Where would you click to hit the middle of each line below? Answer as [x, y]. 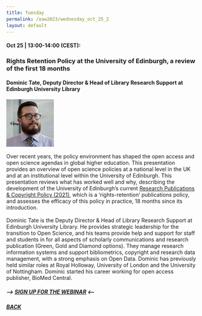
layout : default [27, 25]
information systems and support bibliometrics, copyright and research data [101, 252]
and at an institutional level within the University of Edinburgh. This [89, 176]
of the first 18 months [38, 68]
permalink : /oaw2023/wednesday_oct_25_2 [58, 19]
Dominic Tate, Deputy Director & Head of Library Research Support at [95, 83]
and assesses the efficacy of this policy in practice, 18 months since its [94, 201]
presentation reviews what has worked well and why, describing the [90, 182]
